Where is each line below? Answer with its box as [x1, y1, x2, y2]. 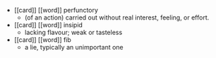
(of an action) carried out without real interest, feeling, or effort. [24, 13, 210, 22]
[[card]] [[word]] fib [13, 36, 72, 44]
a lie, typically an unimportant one [24, 43, 124, 51]
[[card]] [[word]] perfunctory [13, 6, 99, 14]
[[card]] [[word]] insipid [13, 21, 83, 29]
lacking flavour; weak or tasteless [24, 28, 123, 36]
